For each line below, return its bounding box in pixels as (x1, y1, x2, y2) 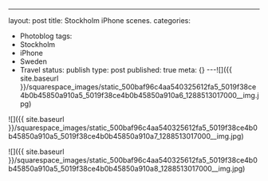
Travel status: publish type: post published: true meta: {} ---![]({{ (19, 65, 233, 74)
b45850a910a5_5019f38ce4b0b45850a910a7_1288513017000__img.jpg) (8, 132, 245, 140)
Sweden (19, 57, 48, 66)
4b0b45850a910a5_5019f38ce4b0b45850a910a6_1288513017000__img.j (19, 91, 259, 100)
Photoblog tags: (19, 31, 73, 41)
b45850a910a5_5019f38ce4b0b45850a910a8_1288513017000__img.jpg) (8, 164, 246, 173)
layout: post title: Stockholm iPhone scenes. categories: (8, 16, 191, 25)
